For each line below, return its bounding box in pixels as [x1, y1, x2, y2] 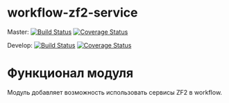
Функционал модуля [7, 66, 134, 81]
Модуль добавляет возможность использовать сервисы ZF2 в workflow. [7, 88, 223, 96]
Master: [7, 28, 29, 36]
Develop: [7, 41, 33, 49]
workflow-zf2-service [7, 5, 138, 21]
